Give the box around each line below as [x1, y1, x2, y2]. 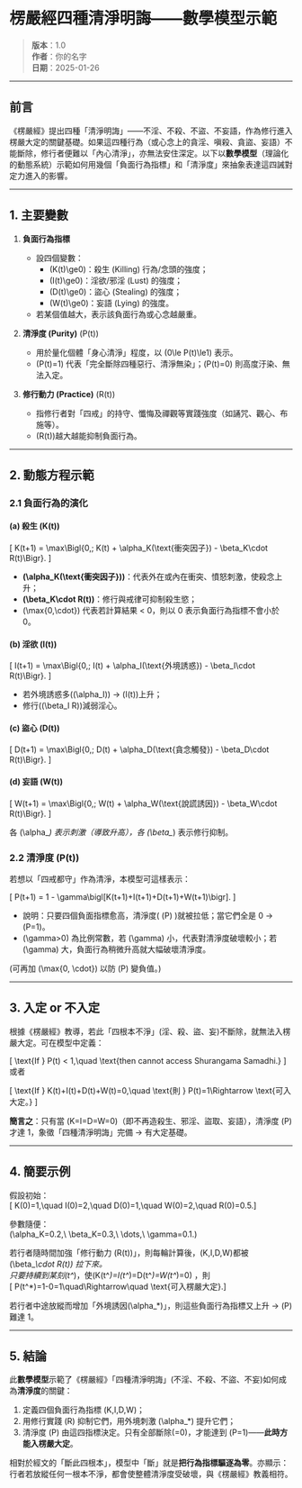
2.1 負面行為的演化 [9, 496, 88, 509]
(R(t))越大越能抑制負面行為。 [35, 430, 142, 441]
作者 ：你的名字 [31, 50, 87, 61]
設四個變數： [35, 252, 84, 263]
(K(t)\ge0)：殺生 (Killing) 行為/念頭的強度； [49, 263, 209, 275]
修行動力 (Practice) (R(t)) [22, 388, 116, 399]
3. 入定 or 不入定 [9, 1001, 101, 1016]
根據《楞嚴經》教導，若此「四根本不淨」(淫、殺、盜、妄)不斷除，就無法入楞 [9, 1026, 291, 1037]
